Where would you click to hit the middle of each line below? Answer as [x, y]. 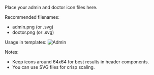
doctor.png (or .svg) [33, 32]
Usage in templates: [26, 42]
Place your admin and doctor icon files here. [51, 7]
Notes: [12, 52]
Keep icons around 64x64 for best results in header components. [81, 62]
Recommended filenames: [32, 17]
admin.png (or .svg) [33, 27]
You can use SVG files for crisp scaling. [53, 67]
